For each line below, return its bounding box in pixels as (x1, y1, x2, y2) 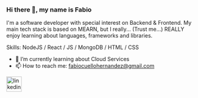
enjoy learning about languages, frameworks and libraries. (6, 32, 153, 39)
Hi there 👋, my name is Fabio (6, 5, 92, 14)
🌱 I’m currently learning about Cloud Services (15, 56, 130, 63)
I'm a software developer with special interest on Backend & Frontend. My (6, 19, 192, 27)
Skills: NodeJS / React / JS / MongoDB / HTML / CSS (6, 44, 139, 51)
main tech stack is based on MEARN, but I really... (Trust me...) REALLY (6, 25, 185, 33)
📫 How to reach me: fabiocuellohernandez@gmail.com (15, 62, 155, 70)
